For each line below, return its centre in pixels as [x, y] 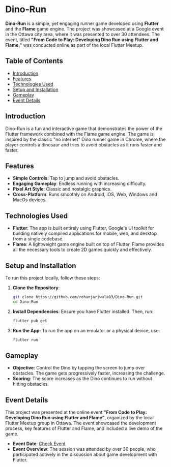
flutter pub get [30, 321]
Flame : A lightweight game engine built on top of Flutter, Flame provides [88, 244]
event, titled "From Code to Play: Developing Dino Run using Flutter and [82, 40]
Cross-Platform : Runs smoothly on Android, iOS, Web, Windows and [85, 195]
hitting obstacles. [31, 384]
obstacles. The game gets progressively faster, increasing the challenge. [89, 373]
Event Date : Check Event [39, 444]
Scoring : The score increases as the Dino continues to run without [82, 379]
